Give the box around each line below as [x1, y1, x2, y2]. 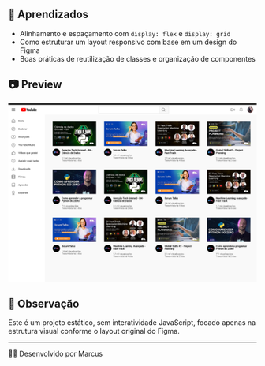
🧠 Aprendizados [8, 8, 89, 21]
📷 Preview [8, 78, 62, 91]
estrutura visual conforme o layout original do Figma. [8, 327, 180, 336]
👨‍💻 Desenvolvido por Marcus [8, 349, 103, 359]
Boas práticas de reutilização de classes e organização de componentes [19, 54, 256, 63]
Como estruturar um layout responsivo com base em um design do [19, 37, 237, 47]
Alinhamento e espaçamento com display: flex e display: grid [19, 28, 231, 38]
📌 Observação [8, 297, 80, 311]
